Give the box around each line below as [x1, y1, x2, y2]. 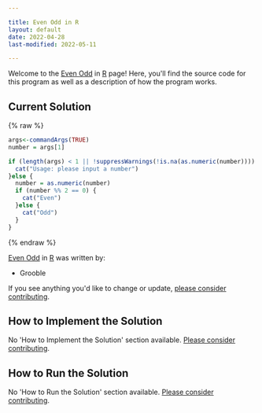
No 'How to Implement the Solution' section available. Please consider [8, 335, 236, 345]
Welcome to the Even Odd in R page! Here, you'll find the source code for [8, 68, 246, 79]
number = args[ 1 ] [8, 143, 65, 151]
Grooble [19, 268, 46, 278]
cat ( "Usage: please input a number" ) [15, 164, 139, 173]
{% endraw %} [8, 238, 57, 247]
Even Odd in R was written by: [8, 253, 106, 262]
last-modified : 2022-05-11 [8, 40, 97, 48]
